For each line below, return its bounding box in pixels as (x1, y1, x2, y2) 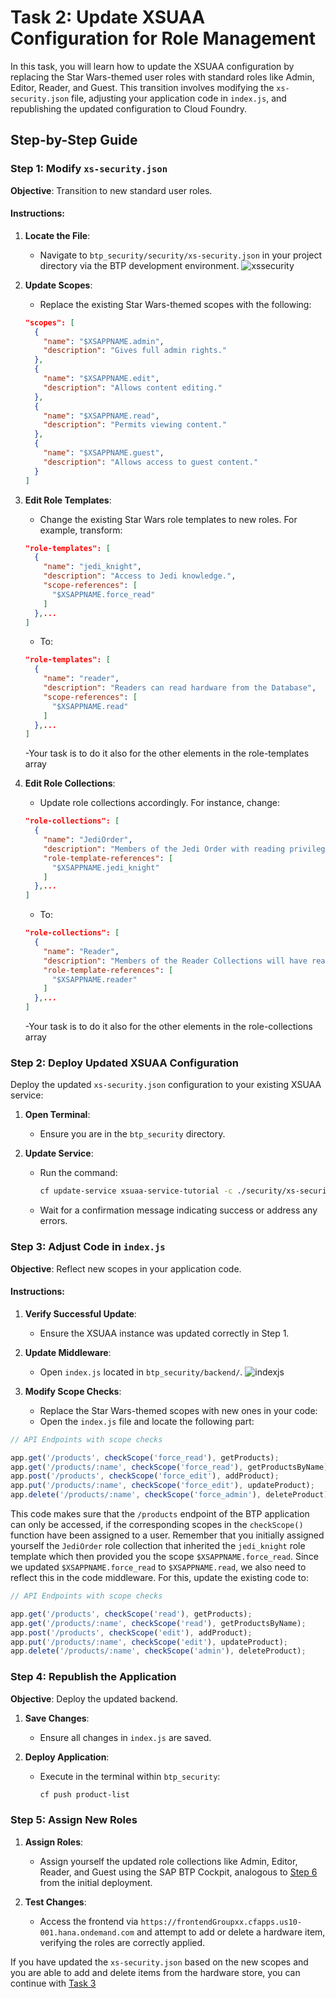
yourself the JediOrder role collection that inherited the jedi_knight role (10, 1540, 306, 1551)
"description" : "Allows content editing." (43, 382, 223, 393)
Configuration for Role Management (10, 27, 316, 50)
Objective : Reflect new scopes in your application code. (10, 1262, 242, 1275)
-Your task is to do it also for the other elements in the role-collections (24, 1021, 313, 1033)
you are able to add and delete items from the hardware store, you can (10, 1966, 301, 1978)
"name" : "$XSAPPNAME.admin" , (43, 336, 165, 346)
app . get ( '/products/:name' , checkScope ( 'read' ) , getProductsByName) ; (10, 1618, 307, 1628)
